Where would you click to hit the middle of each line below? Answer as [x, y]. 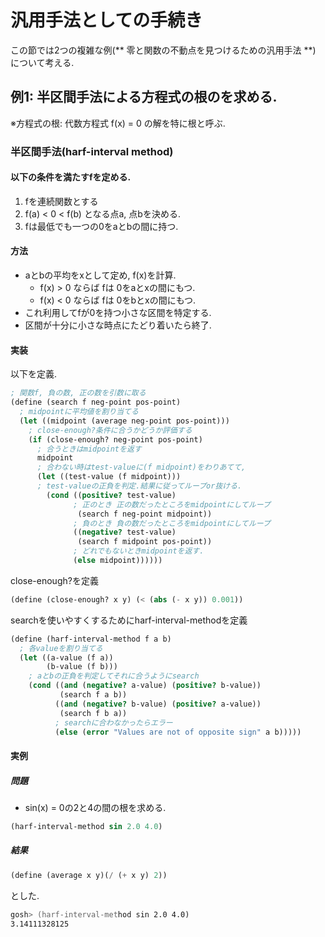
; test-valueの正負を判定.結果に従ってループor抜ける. [139, 486]
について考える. [42, 62]
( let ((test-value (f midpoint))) [109, 477]
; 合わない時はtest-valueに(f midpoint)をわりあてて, [141, 467]
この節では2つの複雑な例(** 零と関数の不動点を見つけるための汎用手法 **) [163, 50]
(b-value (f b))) [82, 667]
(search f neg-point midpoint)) [145, 514]
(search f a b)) [93, 695]
